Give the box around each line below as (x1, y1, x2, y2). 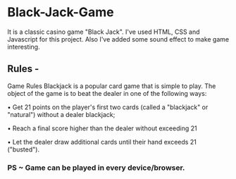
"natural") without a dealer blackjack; (7, 110, 116, 118)
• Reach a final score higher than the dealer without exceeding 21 (7, 124, 197, 132)
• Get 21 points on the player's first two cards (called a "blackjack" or (7, 103, 209, 111)
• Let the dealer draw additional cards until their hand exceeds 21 (7, 137, 197, 146)
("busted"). (7, 145, 40, 154)
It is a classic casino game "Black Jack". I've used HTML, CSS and (7, 27, 200, 36)
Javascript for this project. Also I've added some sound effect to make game (7, 35, 230, 43)
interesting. (7, 42, 40, 51)
